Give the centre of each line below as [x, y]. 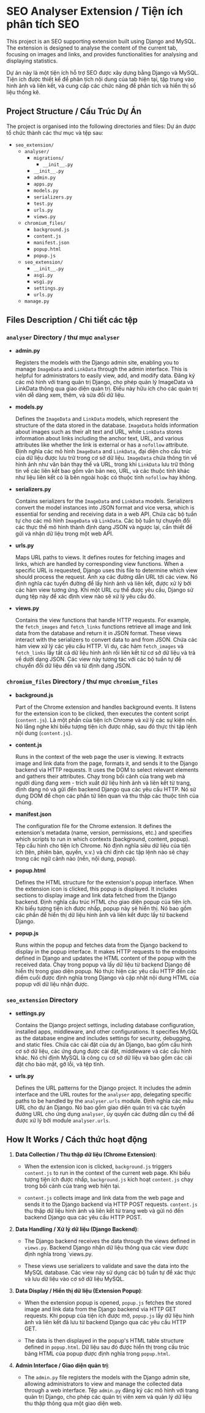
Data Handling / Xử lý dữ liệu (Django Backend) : [77, 1229]
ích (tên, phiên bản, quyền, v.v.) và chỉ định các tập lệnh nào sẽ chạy [102, 852]
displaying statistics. [32, 61]
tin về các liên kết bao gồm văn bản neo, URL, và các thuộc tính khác [102, 471]
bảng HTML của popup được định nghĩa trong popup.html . [97, 1353]
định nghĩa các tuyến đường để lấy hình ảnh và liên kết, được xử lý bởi [103, 584]
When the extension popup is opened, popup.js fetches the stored [108, 1302]
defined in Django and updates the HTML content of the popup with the [105, 958]
